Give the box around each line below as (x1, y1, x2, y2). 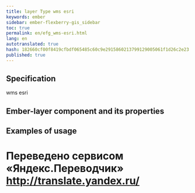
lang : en (6, 36, 27, 42)
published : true (6, 52, 46, 58)
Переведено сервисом (6, 150, 124, 163)
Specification (6, 74, 56, 84)
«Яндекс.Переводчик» (6, 162, 124, 175)
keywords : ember (6, 14, 46, 20)
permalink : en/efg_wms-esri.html (6, 30, 88, 36)
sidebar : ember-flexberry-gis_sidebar (6, 19, 100, 25)
